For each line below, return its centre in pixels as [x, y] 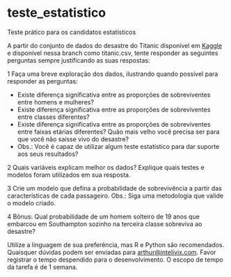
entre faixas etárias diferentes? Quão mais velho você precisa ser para [118, 132]
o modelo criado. [32, 203]
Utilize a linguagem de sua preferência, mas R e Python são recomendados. [116, 244]
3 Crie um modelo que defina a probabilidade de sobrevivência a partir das [115, 188]
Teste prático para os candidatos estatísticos [72, 32]
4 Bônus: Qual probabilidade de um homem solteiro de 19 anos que [104, 216]
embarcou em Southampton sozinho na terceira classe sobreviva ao [105, 223]
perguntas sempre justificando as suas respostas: [79, 60]
